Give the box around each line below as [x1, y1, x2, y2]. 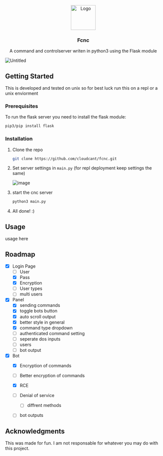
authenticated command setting [19, 330, 85, 336]
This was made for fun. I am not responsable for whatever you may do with [5, 440, 159, 446]
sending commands [19, 302, 60, 308]
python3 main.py [12, 199, 46, 204]
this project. [5, 446, 30, 452]
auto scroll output [19, 313, 56, 320]
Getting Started [5, 72, 54, 80]
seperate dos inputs [19, 336, 61, 342]
